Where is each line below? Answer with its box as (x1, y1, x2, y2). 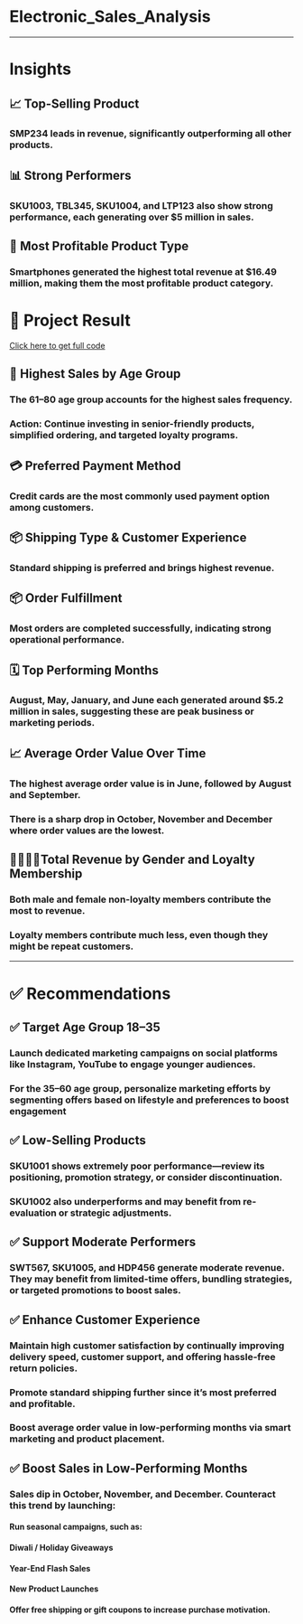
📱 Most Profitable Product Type (9, 239, 189, 254)
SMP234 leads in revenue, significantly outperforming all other (9, 127, 292, 140)
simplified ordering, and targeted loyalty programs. (9, 429, 239, 442)
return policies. (9, 1362, 78, 1375)
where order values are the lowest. (9, 824, 165, 837)
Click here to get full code (9, 341, 106, 351)
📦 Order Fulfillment (9, 590, 124, 606)
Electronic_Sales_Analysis (9, 6, 211, 27)
